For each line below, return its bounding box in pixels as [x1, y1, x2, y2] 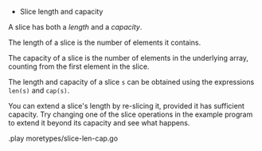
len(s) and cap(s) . [8, 85, 70, 95]
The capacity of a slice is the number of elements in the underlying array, [8, 54, 249, 62]
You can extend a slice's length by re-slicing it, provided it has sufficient [8, 101, 244, 110]
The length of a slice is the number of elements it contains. [8, 38, 201, 47]
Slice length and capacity [19, 7, 104, 16]
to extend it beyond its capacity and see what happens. [8, 118, 190, 127]
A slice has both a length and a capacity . [8, 22, 143, 31]
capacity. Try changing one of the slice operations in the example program [8, 109, 253, 119]
